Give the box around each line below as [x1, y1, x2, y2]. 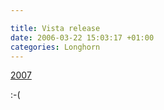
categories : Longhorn [10, 42, 101, 52]
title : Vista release [10, 23, 101, 33]
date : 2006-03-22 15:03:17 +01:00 [10, 32, 155, 43]
